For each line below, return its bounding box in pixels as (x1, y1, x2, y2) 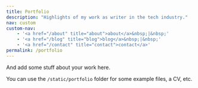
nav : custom (6, 20, 36, 26)
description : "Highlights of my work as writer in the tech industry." (6, 14, 188, 20)
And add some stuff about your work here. (6, 64, 111, 71)
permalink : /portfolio (6, 48, 63, 54)
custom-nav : (6, 25, 36, 32)
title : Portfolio (6, 8, 49, 15)
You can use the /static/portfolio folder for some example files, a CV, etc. (6, 75, 193, 82)
